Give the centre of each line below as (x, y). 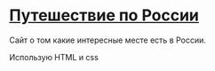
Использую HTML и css (54, 57)
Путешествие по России (104, 16)
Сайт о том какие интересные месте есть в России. (107, 40)
